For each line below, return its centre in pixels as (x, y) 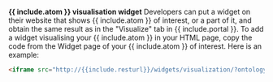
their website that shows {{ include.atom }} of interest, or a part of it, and (130, 20)
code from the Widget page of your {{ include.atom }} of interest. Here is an (135, 46)
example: (24, 55)
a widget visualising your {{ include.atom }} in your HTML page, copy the (130, 37)
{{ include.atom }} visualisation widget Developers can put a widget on (130, 12)
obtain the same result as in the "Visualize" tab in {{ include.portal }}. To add (136, 29)
